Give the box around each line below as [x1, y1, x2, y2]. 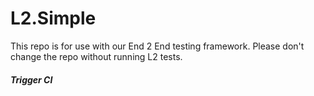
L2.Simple [10, 7, 97, 30]
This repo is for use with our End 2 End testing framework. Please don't [10, 40, 305, 52]
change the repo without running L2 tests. [10, 50, 183, 62]
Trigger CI [10, 73, 53, 86]
